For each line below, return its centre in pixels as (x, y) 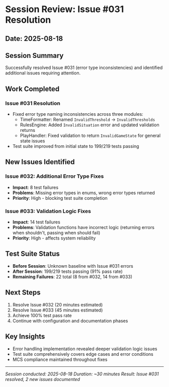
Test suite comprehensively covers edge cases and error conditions (83, 354)
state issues (32, 141)
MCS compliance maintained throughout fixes (60, 359)
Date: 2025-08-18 (34, 38)
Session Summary (34, 56)
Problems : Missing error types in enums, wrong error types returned (83, 193)
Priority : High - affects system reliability (54, 238)
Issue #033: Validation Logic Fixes (48, 211)
